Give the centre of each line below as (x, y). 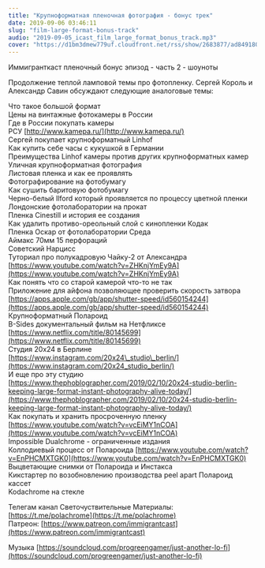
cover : (19, 45)
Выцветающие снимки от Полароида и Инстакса (91, 467)
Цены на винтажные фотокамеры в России (81, 114)
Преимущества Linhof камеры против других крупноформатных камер (129, 157)
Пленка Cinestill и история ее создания (74, 215)
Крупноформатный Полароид (58, 316)
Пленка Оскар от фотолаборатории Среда (80, 232)
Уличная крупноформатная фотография (75, 165)
